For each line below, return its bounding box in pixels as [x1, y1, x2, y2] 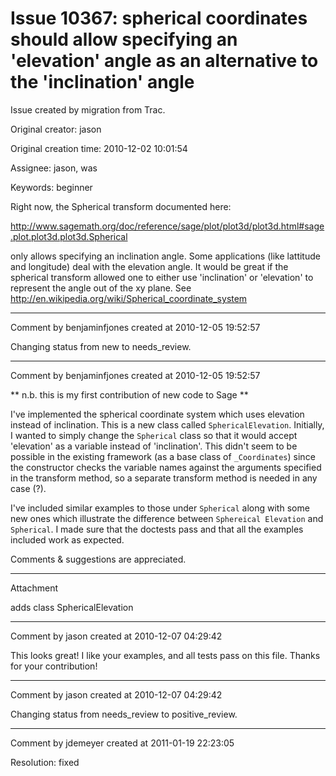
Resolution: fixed [10, 756, 80, 768]
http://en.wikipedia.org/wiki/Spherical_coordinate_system [10, 292, 248, 304]
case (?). [10, 482, 47, 494]
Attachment [10, 582, 59, 594]
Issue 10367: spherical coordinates [10, 7, 308, 30]
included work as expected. [10, 533, 125, 546]
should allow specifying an [10, 28, 238, 51]
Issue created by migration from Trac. [10, 103, 166, 116]
